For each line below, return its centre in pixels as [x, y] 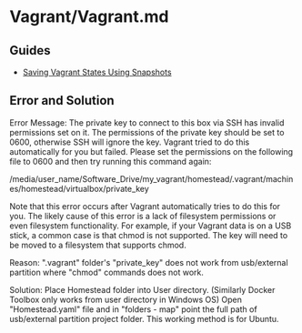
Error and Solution [62, 101]
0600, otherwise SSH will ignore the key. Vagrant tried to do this [130, 142]
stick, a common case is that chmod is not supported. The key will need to [149, 235]
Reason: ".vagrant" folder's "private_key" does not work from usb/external [149, 262]
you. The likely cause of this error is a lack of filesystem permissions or [143, 216]
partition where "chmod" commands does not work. [107, 272]
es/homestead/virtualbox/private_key [80, 188]
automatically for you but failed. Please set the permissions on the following [151, 151]
